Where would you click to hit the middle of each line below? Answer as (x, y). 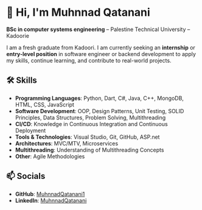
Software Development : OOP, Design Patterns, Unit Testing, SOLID (99, 111)
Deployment (30, 130)
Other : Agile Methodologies (50, 156)
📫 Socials (26, 176)
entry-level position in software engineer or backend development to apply (101, 54)
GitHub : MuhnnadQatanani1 (50, 194)
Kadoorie (18, 35)
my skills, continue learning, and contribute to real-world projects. (89, 60)
